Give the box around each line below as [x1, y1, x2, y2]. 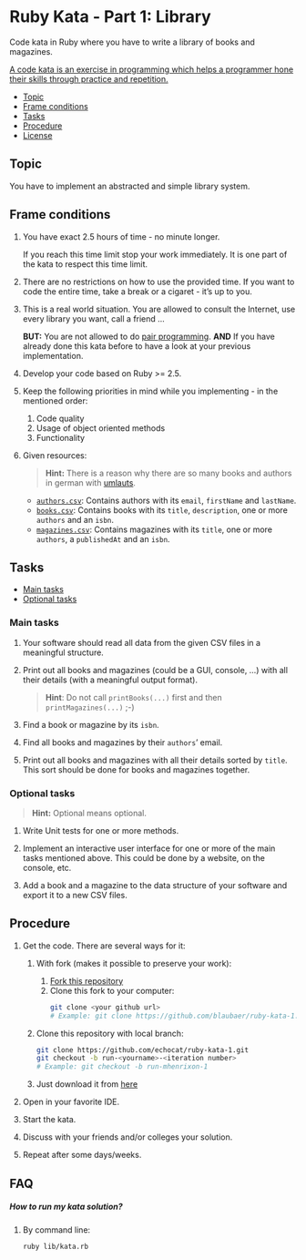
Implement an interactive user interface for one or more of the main [22, 843, 276, 854]
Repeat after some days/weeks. [22, 1150, 142, 1161]
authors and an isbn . [36, 514, 115, 525]
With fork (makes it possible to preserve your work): [36, 958, 232, 968]
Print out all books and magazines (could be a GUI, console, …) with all [22, 664, 289, 675]
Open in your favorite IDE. [22, 1096, 120, 1108]
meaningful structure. [22, 647, 105, 658]
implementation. [22, 350, 84, 361]
